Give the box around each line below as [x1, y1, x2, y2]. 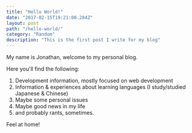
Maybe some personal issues [14, 96, 89, 103]
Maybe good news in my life [14, 103, 86, 109]
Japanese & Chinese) [14, 90, 68, 97]
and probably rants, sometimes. [14, 109, 95, 116]
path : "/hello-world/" [6, 25, 63, 32]
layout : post [6, 20, 39, 26]
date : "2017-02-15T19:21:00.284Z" [6, 15, 94, 21]
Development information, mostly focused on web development [14, 77, 173, 84]
